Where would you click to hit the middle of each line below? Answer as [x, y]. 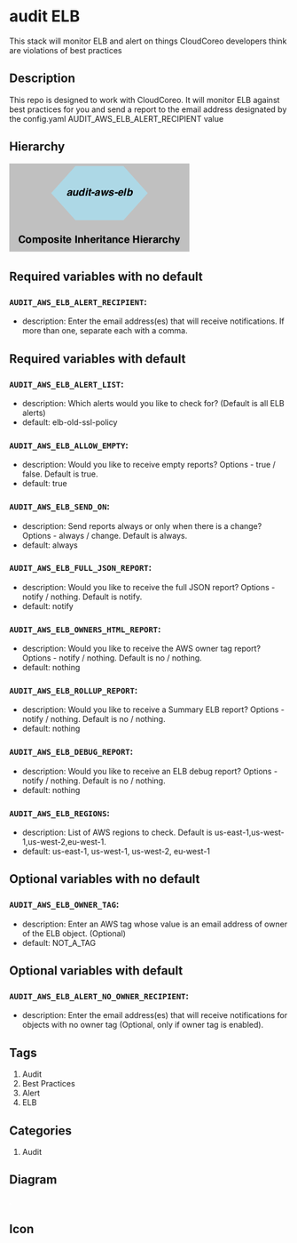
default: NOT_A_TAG [59, 942]
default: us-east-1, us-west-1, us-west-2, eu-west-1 [116, 852]
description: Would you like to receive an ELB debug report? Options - [149, 771]
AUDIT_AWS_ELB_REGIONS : [60, 813]
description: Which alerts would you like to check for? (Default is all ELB [153, 403]
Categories [41, 1131]
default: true [45, 484]
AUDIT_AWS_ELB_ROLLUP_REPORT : [74, 691]
